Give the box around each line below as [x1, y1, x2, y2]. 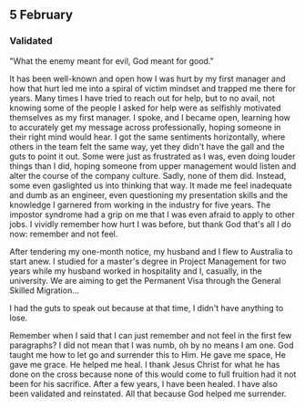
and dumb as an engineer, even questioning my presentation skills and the [9, 189, 289, 200]
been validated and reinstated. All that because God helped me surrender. [9, 388, 287, 399]
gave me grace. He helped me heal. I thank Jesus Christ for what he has [9, 359, 280, 370]
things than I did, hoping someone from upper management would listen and [9, 160, 297, 172]
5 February [9, 7, 73, 23]
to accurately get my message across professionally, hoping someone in [9, 121, 281, 132]
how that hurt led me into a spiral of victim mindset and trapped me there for [9, 82, 296, 94]
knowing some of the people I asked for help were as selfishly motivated [9, 102, 281, 113]
